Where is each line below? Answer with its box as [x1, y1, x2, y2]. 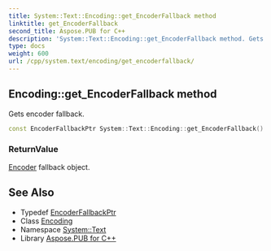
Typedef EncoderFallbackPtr [20, 207, 116, 217]
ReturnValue [8, 144, 59, 155]
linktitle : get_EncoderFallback [8, 19, 118, 28]
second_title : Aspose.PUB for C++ [8, 27, 126, 35]
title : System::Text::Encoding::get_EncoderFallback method [8, 11, 217, 20]
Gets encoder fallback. [8, 109, 85, 119]
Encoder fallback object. [8, 162, 90, 171]
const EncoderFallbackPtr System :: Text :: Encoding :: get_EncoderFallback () [8, 124, 264, 132]
